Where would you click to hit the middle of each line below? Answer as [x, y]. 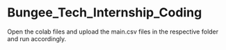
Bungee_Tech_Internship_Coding [105, 13]
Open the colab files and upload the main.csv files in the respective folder [113, 32]
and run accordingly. [37, 38]
